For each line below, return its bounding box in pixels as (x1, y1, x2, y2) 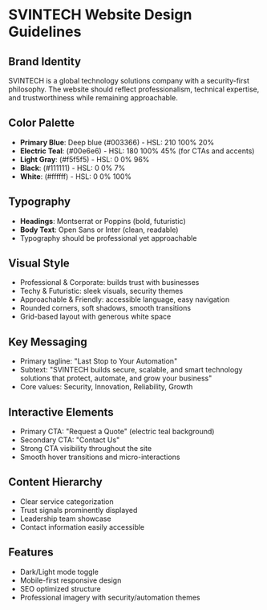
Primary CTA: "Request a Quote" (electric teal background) (19, 427, 215, 437)
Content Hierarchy (8, 475, 103, 489)
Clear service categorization (19, 496, 114, 506)
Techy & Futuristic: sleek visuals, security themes (19, 287, 184, 296)
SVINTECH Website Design (8, 6, 192, 24)
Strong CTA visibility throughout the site (19, 444, 152, 453)
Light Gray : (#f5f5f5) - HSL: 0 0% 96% (19, 154, 150, 164)
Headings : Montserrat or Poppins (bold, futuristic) (19, 216, 186, 226)
